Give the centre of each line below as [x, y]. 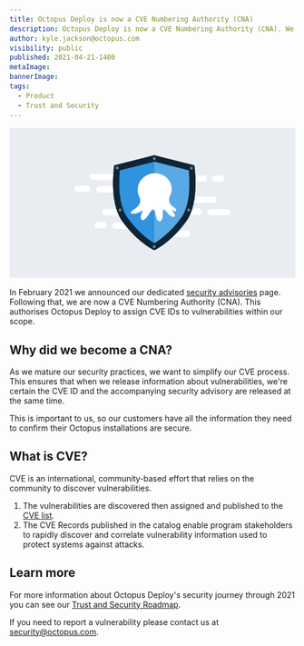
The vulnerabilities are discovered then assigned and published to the [153, 505]
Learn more [43, 573]
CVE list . [38, 515]
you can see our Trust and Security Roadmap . [95, 604]
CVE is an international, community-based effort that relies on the [132, 478]
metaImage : [30, 67]
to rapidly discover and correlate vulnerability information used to [145, 534]
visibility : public [46, 48]
